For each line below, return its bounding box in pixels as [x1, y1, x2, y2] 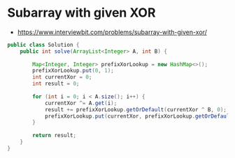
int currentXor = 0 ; [32, 74, 92, 81]
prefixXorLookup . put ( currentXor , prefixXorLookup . [44, 113, 196, 120]
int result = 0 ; [32, 80, 80, 88]
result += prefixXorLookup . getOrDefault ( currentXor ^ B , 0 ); [44, 106, 227, 113]
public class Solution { [7, 41, 80, 48]
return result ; [32, 132, 77, 139]
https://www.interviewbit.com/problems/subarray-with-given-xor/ [17, 28, 208, 36]
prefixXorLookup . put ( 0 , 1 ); [32, 68, 114, 74]
